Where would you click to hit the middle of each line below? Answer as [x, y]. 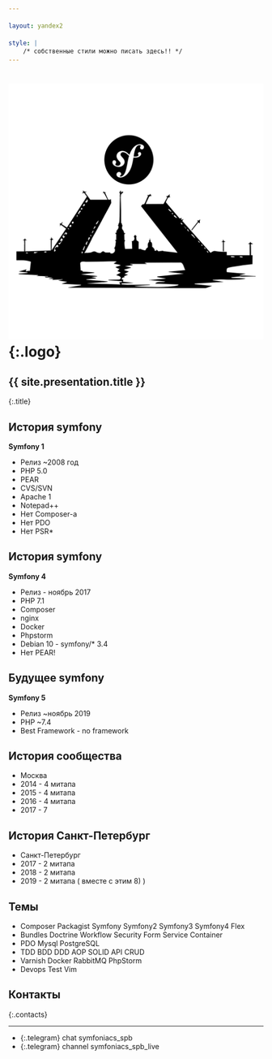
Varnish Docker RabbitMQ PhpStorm [81, 961]
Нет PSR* [37, 531]
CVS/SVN [36, 488]
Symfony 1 [26, 446]
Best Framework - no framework [74, 730]
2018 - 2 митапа [47, 872]
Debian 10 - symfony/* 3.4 [64, 644]
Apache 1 [36, 496]
